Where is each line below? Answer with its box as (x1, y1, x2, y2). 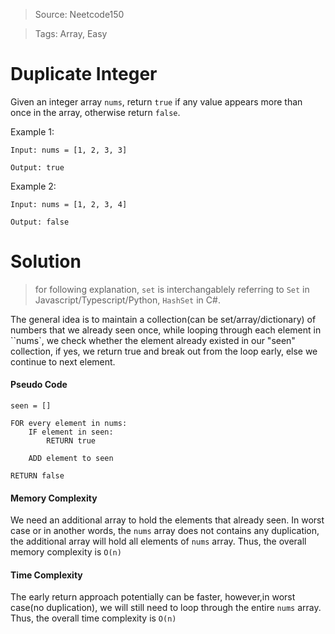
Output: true (10, 162, 65, 173)
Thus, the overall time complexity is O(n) (10, 612, 177, 624)
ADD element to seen (28, 454, 114, 464)
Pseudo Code (10, 379, 68, 391)
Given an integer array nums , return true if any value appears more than (10, 95, 303, 108)
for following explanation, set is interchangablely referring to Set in (34, 283, 310, 295)
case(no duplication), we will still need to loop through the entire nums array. (10, 602, 322, 614)
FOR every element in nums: (10, 419, 128, 429)
